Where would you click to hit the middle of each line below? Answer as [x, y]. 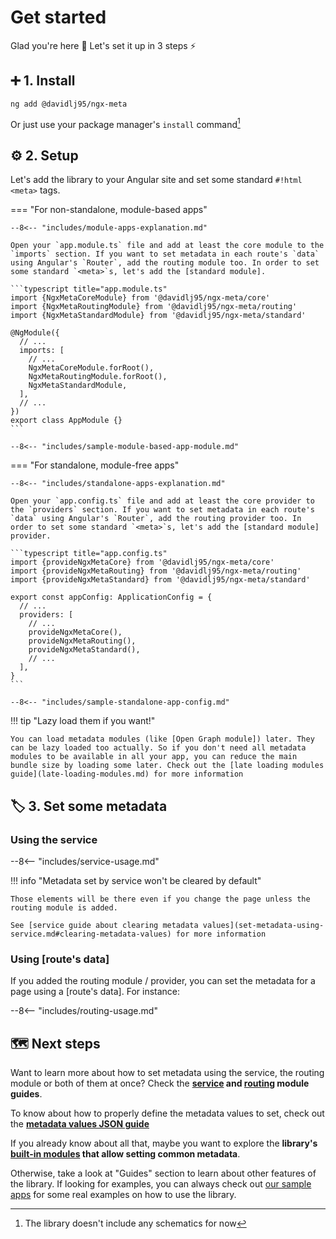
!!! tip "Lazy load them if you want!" [83, 721]
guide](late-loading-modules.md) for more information [127, 774]
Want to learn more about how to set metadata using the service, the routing [167, 1073]
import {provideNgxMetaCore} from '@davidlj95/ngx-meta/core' [142, 562]
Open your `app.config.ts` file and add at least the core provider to [162, 501]
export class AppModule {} [66, 421]
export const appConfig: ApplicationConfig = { [111, 597]
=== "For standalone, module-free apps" [95, 465]
